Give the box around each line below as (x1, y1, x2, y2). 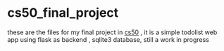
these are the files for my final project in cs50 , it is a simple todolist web (7, 28, 218, 36)
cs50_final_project (7, 5, 119, 21)
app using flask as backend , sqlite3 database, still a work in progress (7, 35, 210, 43)
